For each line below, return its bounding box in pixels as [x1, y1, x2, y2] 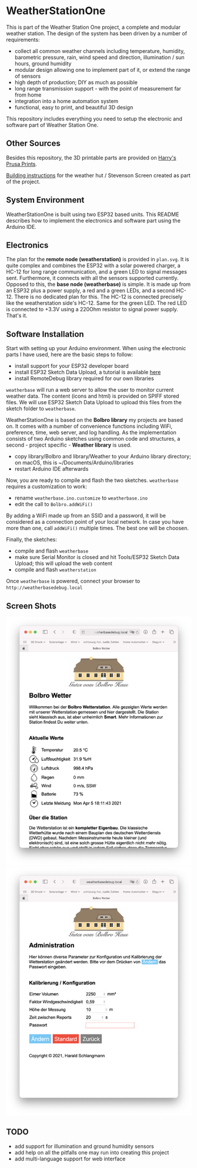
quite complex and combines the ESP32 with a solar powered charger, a [6, 262, 181, 269]
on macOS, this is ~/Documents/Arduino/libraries [14, 459, 134, 466]
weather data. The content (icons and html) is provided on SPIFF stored [6, 392, 179, 400]
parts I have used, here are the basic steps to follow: [6, 351, 133, 358]
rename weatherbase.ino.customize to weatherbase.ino [14, 494, 148, 501]
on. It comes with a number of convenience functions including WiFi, [6, 422, 173, 430]
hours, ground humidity [14, 60, 72, 67]
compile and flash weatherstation [14, 566, 96, 573]
